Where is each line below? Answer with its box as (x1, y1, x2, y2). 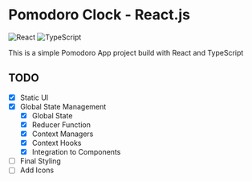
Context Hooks (31, 139, 82, 148)
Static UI (19, 93, 49, 102)
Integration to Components (31, 147, 121, 157)
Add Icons (19, 165, 55, 175)
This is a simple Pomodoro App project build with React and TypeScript (8, 48, 244, 57)
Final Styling (19, 156, 62, 166)
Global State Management (19, 101, 107, 111)
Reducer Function (31, 119, 91, 130)
